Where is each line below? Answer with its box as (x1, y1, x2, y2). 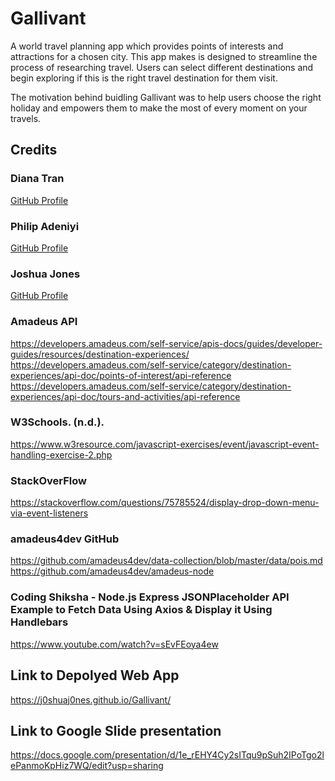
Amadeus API (10, 315, 78, 329)
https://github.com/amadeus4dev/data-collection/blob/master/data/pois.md (10, 555, 323, 567)
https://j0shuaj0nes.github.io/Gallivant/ (10, 693, 172, 706)
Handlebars (10, 615, 69, 629)
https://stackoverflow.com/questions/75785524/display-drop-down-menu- (10, 497, 320, 509)
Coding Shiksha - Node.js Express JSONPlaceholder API (10, 590, 290, 604)
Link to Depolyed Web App (10, 667, 180, 684)
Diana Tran (10, 172, 65, 186)
